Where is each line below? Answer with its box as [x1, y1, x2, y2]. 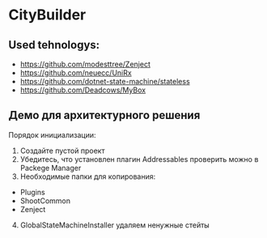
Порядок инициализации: [8, 130, 96, 139]
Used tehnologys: [8, 38, 100, 52]
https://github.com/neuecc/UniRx [19, 68, 132, 78]
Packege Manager [19, 163, 82, 172]
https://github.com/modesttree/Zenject [19, 59, 151, 69]
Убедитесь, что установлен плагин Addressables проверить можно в [19, 154, 259, 164]
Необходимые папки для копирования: [19, 172, 156, 181]
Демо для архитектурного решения [8, 108, 201, 122]
